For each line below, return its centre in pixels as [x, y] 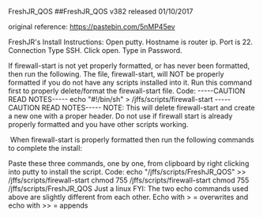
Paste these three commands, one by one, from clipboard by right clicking [129, 163]
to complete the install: [45, 148]
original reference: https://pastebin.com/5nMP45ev [92, 26]
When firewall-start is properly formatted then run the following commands [132, 140]
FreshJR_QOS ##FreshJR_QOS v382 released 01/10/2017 [101, 11]
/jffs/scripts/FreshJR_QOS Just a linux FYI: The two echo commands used [128, 188]
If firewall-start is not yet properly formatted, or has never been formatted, [129, 66]
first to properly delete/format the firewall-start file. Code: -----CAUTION [127, 91]
